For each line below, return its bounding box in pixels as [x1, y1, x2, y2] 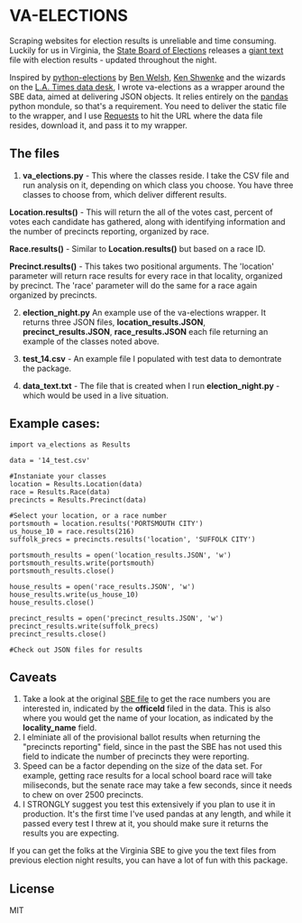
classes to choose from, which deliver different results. [22, 189, 227, 199]
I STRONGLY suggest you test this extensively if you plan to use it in [22, 799, 276, 810]
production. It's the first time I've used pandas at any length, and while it [22, 808, 291, 819]
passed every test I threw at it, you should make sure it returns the [22, 818, 269, 829]
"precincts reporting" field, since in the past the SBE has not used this [22, 742, 282, 752]
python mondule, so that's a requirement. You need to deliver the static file [9, 100, 287, 111]
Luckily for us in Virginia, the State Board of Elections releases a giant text [9, 44, 284, 55]
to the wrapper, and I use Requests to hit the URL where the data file [9, 110, 263, 121]
